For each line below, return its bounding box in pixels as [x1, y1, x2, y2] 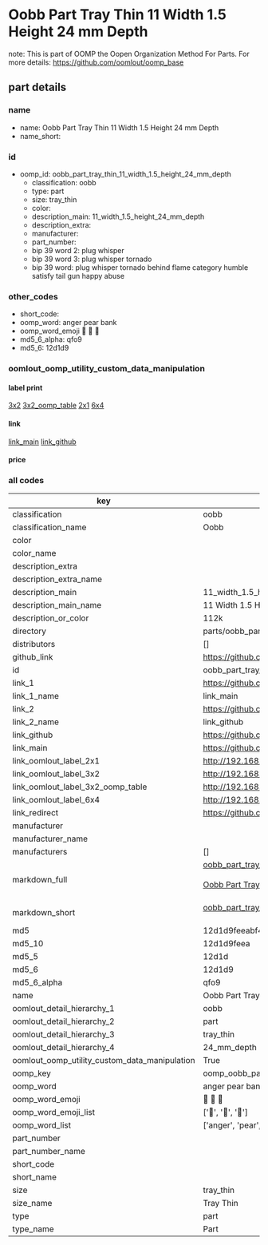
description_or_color [12, 613, 89, 624]
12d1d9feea [203, 938, 250, 950]
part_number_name [12, 1146, 85, 1157]
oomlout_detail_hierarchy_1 [12, 1003, 115, 1014]
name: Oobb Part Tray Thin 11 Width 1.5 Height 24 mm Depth [19, 122, 219, 133]
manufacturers [12, 847, 68, 858]
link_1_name [12, 691, 60, 702]
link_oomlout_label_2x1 [12, 755, 100, 767]
